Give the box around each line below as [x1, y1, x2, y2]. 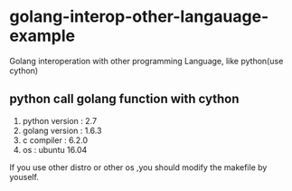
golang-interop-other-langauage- [9, 6, 269, 27]
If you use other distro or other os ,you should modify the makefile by [9, 161, 268, 173]
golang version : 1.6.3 [22, 125, 102, 136]
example [9, 25, 76, 46]
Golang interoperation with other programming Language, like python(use [9, 55, 284, 66]
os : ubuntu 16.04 [22, 144, 88, 155]
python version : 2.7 [22, 115, 98, 126]
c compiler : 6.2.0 [22, 134, 89, 146]
